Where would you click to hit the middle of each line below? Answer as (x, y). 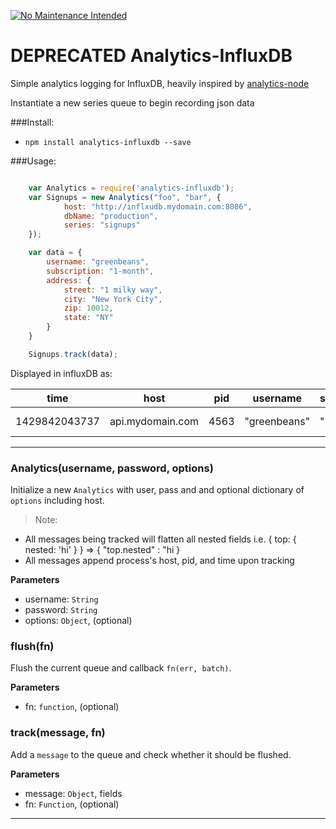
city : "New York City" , (113, 299)
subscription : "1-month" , (100, 271)
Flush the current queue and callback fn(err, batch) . (121, 668)
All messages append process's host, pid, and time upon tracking (159, 561)
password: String (61, 610)
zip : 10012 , (88, 308)
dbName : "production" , (111, 216)
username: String (61, 599)
